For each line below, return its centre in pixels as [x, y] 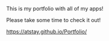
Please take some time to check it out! [54, 20]
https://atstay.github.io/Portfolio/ [47, 31]
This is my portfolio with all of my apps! [55, 9]
